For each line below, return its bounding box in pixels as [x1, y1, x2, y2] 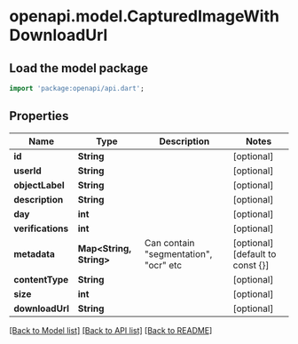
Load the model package [9, 60, 149, 76]
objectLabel [13, 179, 65, 191]
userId [13, 164, 42, 177]
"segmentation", [144, 247, 213, 260]
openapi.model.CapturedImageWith [9, 6, 279, 27]
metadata [13, 247, 55, 260]
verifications [13, 222, 69, 235]
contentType [13, 273, 69, 285]
